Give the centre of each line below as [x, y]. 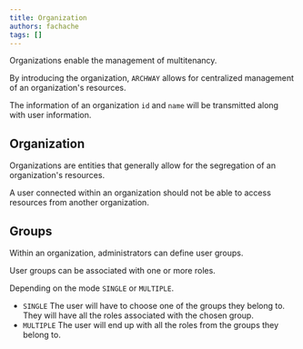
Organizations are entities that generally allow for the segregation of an [142, 165]
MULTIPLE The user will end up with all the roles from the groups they [151, 325]
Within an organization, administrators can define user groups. [126, 253]
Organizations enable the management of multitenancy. [113, 61]
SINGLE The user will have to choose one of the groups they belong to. [153, 306]
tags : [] [26, 35]
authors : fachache [44, 26]
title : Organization [49, 18]
